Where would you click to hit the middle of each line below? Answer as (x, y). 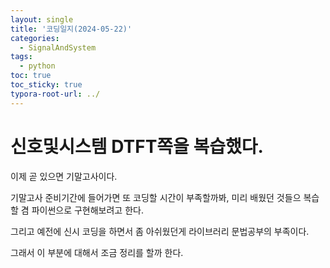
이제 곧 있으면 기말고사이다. (64, 176)
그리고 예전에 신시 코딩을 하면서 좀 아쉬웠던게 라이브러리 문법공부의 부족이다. (160, 231)
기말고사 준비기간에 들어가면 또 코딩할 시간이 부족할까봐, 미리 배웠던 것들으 (156, 197)
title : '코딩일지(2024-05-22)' (71, 29)
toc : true (31, 76)
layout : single (42, 19)
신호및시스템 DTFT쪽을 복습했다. (137, 146)
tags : (21, 57)
